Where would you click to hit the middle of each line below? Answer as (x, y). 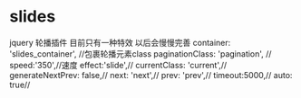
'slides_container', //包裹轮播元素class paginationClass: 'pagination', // (141, 53)
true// (20, 85)
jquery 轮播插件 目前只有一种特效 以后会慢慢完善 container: (120, 42)
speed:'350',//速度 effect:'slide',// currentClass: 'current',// (118, 65)
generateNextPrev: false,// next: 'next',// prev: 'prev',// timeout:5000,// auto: (151, 75)
